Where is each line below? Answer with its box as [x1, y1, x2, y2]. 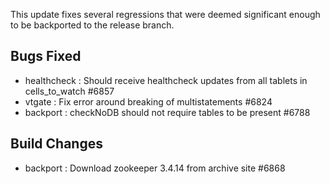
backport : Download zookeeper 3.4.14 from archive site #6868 [24, 162, 286, 174]
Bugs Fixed [10, 48, 82, 65]
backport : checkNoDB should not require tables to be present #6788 [24, 106, 311, 118]
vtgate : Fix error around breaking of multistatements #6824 [24, 95, 273, 108]
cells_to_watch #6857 [24, 85, 115, 97]
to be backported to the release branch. [10, 19, 175, 31]
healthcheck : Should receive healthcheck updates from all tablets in [24, 74, 308, 86]
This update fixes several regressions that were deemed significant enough [10, 9, 321, 20]
